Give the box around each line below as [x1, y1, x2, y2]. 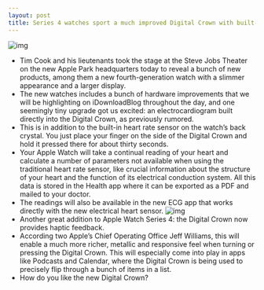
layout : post [8, 11, 51, 20]
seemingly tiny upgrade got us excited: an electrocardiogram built [19, 105, 233, 115]
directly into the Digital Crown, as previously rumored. [19, 114, 194, 123]
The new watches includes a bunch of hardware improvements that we [19, 89, 250, 98]
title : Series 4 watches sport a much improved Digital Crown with [8, 19, 234, 27]
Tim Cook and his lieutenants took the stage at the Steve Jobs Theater [19, 56, 248, 65]
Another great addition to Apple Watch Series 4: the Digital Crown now [19, 214, 248, 224]
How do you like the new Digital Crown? [19, 273, 149, 282]
